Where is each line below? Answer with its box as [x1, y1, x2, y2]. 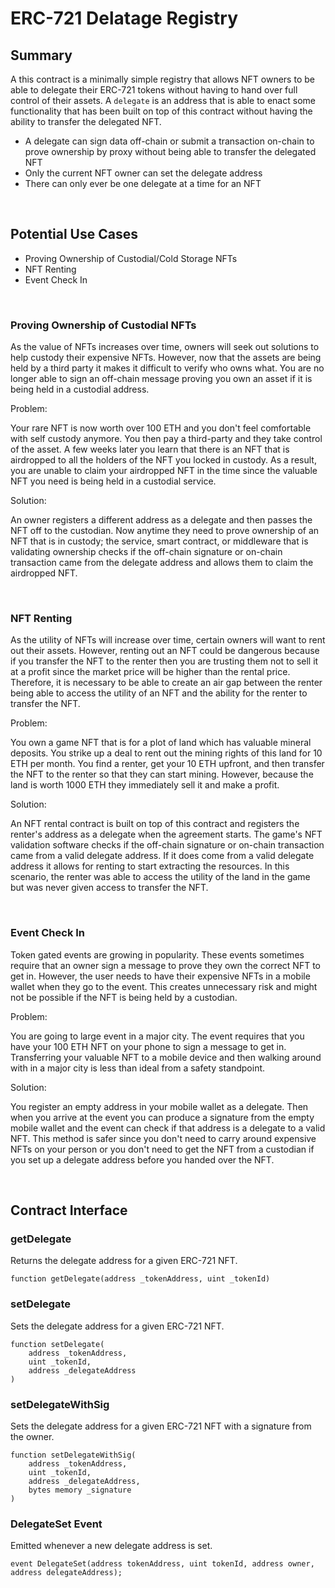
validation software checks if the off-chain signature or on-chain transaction [10, 839, 325, 851]
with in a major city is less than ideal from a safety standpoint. [10, 1062, 266, 1074]
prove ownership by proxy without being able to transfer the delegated [24, 146, 317, 157]
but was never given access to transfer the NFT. [10, 882, 209, 894]
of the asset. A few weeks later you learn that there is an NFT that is [10, 443, 290, 456]
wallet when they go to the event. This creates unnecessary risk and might [10, 980, 318, 992]
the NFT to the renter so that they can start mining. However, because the [10, 768, 314, 781]
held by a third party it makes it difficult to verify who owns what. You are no [10, 362, 325, 374]
